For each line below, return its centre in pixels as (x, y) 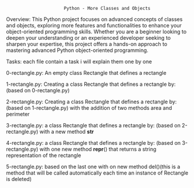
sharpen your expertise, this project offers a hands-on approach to (87, 44)
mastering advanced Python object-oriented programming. (77, 50)
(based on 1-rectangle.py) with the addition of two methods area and (89, 108)
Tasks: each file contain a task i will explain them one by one (79, 62)
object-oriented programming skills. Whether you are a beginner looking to (96, 32)
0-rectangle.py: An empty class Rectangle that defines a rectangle (86, 73)
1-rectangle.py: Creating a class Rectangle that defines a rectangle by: (91, 84)
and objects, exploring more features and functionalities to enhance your (94, 25)
